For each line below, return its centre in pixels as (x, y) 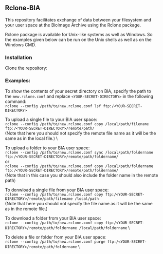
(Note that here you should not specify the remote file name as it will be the (81, 133)
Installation (19, 57)
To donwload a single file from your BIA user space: (57, 190)
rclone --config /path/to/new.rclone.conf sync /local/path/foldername (79, 153)
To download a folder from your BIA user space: (53, 218)
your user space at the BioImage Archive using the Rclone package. (73, 25)
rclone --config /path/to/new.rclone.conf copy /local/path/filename (77, 124)
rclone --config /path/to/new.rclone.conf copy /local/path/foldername (79, 166)
